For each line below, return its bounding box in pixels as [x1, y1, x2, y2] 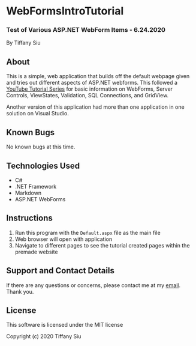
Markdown [14, 189, 42, 196]
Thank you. [6, 288, 34, 295]
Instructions [6, 213, 53, 223]
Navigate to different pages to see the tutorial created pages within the [14, 241, 190, 249]
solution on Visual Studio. [6, 110, 69, 117]
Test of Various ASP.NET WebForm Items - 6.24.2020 [6, 26, 166, 34]
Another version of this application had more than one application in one [6, 103, 185, 111]
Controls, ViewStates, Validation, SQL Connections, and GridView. [6, 92, 169, 99]
